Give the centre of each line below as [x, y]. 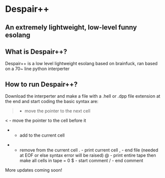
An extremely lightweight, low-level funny [71, 27]
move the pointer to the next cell [57, 111]
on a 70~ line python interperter [37, 69]
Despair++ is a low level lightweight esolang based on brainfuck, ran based [81, 64]
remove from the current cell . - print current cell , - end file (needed [89, 150]
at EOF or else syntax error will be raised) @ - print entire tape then [88, 155]
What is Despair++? [36, 52]
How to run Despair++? [41, 84]
